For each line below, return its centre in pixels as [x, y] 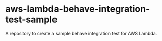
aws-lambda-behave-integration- [78, 9]
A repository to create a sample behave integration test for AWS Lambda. [81, 33]
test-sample [31, 20]
